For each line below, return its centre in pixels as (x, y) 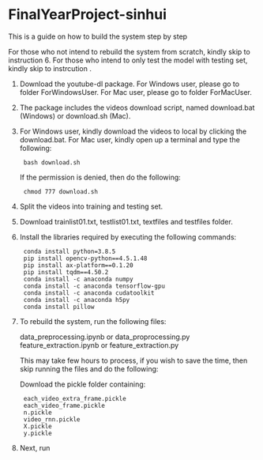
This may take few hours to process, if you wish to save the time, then (133, 360)
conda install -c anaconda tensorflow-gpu (94, 286)
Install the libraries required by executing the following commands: (128, 237)
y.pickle (38, 433)
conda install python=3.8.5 (70, 251)
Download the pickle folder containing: (83, 384)
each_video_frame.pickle (64, 405)
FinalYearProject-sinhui (88, 15)
